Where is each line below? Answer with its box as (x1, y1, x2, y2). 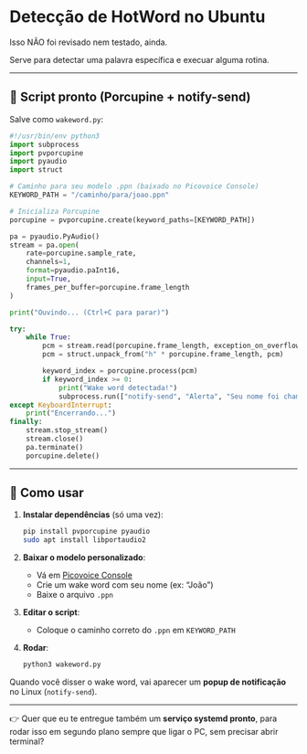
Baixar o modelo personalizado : (22, 552, 146, 563)
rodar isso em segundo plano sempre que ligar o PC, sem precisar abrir (9, 727, 279, 738)
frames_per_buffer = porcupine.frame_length (26, 282, 190, 292)
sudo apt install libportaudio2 (22, 536, 146, 545)
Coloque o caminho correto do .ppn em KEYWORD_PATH (36, 624, 236, 636)
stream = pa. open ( (9, 240, 79, 250)
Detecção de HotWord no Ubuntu (9, 6, 266, 27)
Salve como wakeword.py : (9, 113, 103, 124)
